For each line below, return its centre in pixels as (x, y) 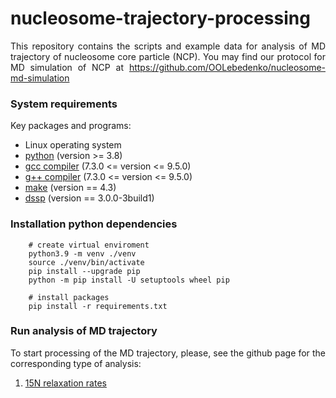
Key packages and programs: (71, 126)
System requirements (64, 104)
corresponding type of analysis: (76, 363)
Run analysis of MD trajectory (84, 331)
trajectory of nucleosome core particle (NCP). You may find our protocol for (168, 56)
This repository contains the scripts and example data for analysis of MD (168, 46)
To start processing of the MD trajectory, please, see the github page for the (168, 353)
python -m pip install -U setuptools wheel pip (129, 280)
